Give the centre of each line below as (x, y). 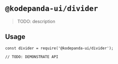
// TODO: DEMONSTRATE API (32, 57)
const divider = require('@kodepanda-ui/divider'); (59, 48)
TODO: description (36, 21)
